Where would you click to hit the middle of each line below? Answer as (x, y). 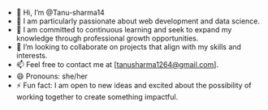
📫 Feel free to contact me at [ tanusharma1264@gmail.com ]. (117, 64)
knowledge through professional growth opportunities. (107, 38)
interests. (32, 55)
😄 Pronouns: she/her (52, 76)
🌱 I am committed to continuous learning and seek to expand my (124, 30)
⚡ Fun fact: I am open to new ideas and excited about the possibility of (134, 85)
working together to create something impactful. (97, 97)
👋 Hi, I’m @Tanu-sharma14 (61, 13)
